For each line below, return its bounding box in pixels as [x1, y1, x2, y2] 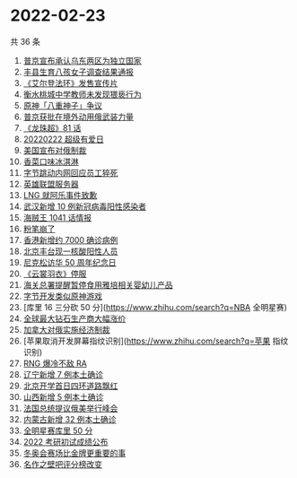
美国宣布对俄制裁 [22, 144, 87, 155]
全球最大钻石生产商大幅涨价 [22, 313, 127, 324]
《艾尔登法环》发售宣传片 [22, 77, 118, 88]
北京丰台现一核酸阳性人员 [22, 246, 118, 256]
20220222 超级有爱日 [22, 134, 104, 144]
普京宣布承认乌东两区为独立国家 [22, 55, 142, 65]
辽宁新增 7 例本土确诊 [22, 369, 104, 379]
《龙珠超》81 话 [22, 122, 82, 133]
